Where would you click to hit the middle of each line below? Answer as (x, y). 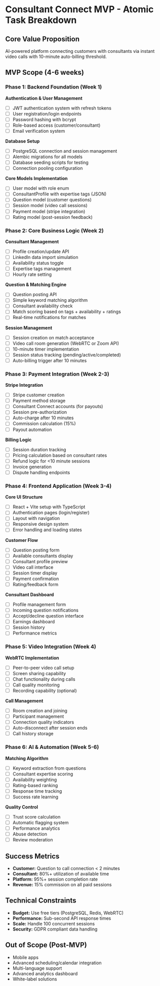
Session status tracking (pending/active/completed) (67, 355)
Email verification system (39, 131)
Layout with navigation (36, 518)
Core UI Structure (24, 497)
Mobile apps (26, 957)
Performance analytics (36, 828)
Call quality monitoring (36, 685)
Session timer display (35, 573)
